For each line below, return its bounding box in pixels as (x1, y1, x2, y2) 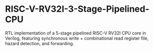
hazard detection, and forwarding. (5, 40, 74, 46)
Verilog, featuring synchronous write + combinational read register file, (5, 35, 149, 41)
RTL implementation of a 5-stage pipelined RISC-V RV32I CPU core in (5, 30, 146, 36)
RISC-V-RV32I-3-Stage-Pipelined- (5, 3, 150, 15)
